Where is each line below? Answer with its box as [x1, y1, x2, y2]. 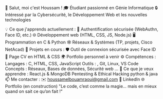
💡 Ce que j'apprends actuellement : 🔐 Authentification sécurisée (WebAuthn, [5, 27, 159, 32]
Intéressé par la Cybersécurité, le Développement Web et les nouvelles [5, 12, 147, 17]
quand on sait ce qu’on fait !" [5, 88, 63, 94]
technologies [5, 17, 31, 23]
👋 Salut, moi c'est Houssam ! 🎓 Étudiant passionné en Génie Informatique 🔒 [5, 5, 158, 11]
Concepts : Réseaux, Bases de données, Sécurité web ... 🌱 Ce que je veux [5, 66, 154, 71]
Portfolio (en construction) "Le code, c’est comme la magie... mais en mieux [5, 84, 157, 89]
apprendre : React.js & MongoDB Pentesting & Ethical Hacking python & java [5, 71, 158, 77]
